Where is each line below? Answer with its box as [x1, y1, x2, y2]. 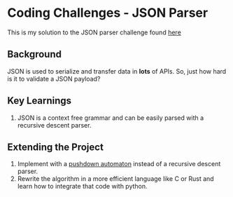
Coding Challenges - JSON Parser [7, 5, 209, 21]
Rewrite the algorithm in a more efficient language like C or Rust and [17, 175, 215, 183]
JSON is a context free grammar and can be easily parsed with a [17, 114, 204, 122]
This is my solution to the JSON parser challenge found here [7, 28, 182, 36]
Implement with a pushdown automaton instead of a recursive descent [17, 160, 221, 168]
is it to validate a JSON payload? [7, 74, 101, 83]
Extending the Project [7, 141, 104, 153]
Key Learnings [7, 95, 72, 107]
